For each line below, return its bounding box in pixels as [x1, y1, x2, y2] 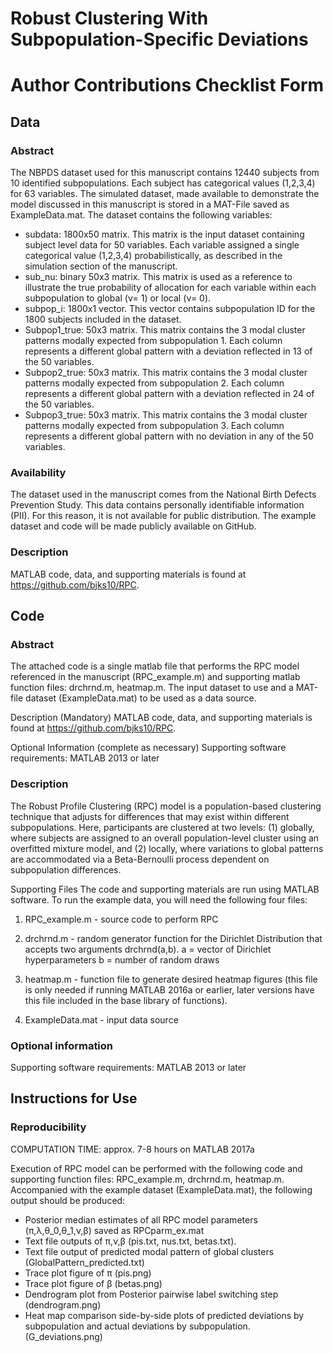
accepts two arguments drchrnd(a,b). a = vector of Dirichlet [24, 943, 272, 955]
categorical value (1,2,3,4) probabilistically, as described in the [24, 250, 283, 262]
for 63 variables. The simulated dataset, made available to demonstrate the [10, 188, 320, 200]
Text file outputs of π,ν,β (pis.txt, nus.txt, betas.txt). [24, 1235, 237, 1247]
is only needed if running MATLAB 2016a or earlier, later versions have [24, 983, 315, 996]
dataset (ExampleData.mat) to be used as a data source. [25, 692, 257, 704]
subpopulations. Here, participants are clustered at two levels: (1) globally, [10, 821, 315, 833]
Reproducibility [10, 1120, 87, 1134]
